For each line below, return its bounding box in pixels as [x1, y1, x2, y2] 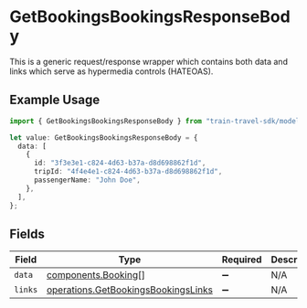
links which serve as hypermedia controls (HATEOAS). [9, 66, 214, 77]
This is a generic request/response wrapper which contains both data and [9, 56, 288, 67]
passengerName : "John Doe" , [33, 175, 142, 185]
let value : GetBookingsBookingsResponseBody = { [9, 133, 198, 143]
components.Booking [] [46, 269, 146, 281]
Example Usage [9, 92, 101, 108]
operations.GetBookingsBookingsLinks [46, 283, 213, 296]
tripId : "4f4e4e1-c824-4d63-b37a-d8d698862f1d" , [33, 167, 223, 176]
